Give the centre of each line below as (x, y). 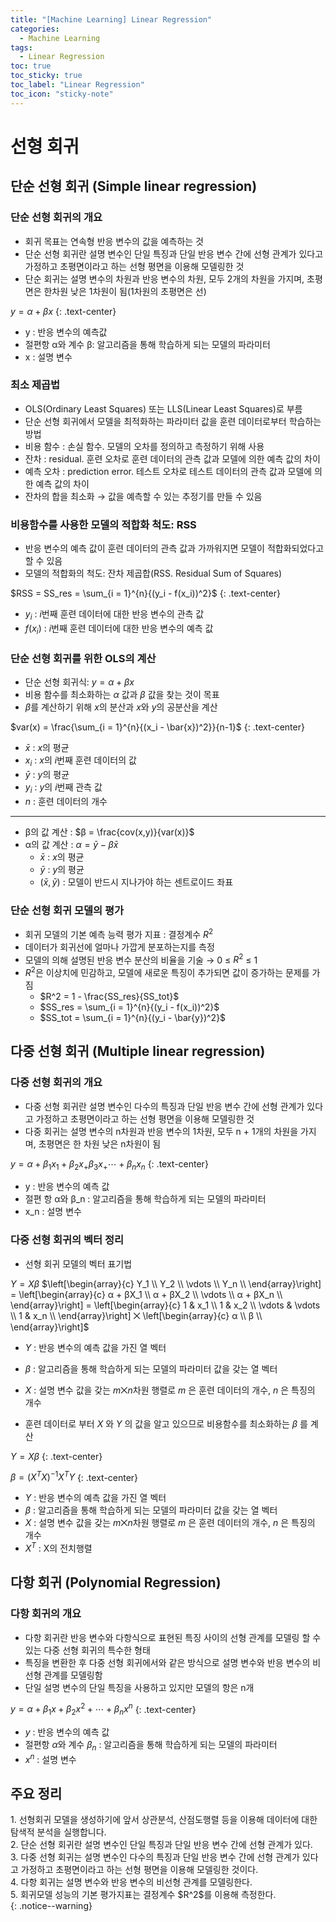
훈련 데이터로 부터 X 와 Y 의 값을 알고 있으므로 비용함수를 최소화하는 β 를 (166, 1423)
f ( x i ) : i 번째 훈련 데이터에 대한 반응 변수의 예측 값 (119, 629)
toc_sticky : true (46, 76)
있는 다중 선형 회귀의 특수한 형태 (87, 1650)
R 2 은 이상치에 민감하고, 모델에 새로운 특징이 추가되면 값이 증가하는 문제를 (167, 971)
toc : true (31, 66)
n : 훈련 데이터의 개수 (66, 801)
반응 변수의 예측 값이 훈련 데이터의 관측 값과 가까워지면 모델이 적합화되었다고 (174, 548)
